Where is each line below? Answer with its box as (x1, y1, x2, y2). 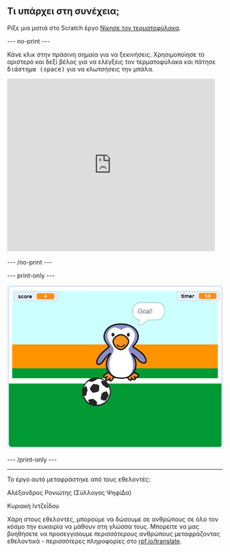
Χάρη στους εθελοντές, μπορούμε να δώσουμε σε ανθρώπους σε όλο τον (7, 515, 219, 523)
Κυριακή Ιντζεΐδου (7, 501, 60, 510)
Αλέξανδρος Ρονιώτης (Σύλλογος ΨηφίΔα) (7, 488, 132, 496)
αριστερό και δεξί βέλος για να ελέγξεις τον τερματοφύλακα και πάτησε (7, 58, 216, 66)
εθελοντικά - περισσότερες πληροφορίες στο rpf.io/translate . (7, 537, 182, 545)
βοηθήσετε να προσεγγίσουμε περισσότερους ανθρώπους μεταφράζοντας (7, 529, 220, 538)
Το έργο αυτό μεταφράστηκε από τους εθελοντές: (7, 475, 151, 483)
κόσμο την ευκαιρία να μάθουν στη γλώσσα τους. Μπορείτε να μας (7, 522, 200, 531)
